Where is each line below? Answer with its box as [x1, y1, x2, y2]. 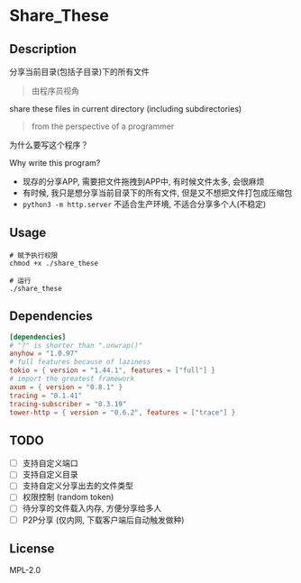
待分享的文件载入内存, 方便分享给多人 [22, 503, 162, 514]
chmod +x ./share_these [9, 259, 99, 268]
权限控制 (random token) [22, 492, 114, 503]
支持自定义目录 [22, 469, 78, 480]
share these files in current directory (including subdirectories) [9, 104, 242, 114]
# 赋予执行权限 [9, 251, 59, 260]
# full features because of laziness [9, 358, 151, 367]
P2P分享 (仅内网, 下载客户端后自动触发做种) [22, 515, 185, 525]
